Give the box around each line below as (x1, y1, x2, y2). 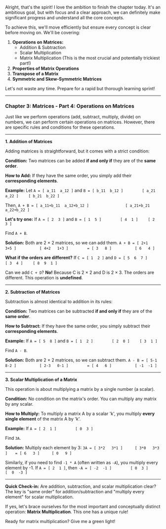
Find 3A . (5, 435, 21, 441)
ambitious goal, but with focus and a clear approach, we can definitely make (5, 9, 161, 15)
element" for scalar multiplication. (5, 494, 74, 500)
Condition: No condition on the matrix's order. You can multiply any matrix (5, 396, 157, 402)
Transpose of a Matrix (12, 71, 59, 76)
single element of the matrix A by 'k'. (5, 416, 81, 422)
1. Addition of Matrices (5, 139, 53, 145)
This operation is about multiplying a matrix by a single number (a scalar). (5, 386, 155, 392)
